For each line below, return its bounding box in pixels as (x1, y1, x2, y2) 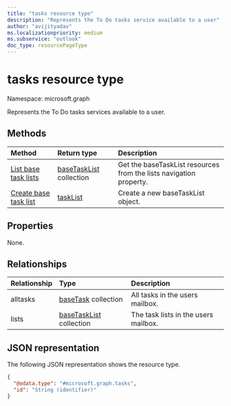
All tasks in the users (131, 290, 198, 300)
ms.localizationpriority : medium (7, 29, 103, 36)
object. (118, 197, 141, 206)
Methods (7, 128, 47, 140)
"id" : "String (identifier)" (13, 386, 97, 393)
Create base (10, 188, 50, 197)
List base (10, 164, 40, 173)
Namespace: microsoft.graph (7, 94, 90, 103)
